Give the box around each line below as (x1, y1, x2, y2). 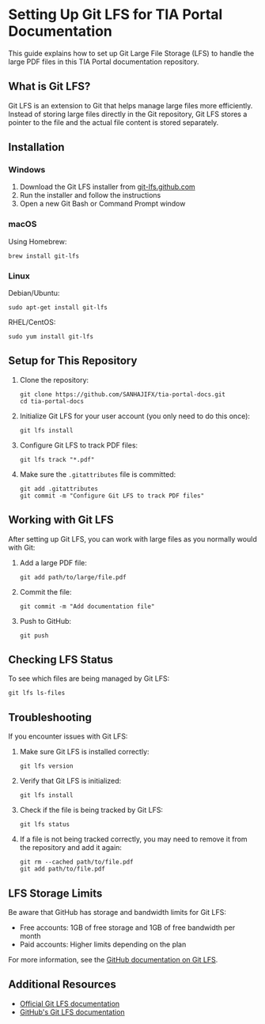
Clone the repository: (19, 375, 89, 384)
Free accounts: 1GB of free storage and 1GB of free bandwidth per (19, 923, 236, 932)
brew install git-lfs (8, 251, 80, 260)
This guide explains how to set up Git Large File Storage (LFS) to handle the (8, 48, 255, 58)
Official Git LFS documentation (19, 999, 120, 1008)
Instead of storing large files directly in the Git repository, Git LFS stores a (8, 109, 248, 119)
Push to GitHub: (19, 616, 72, 625)
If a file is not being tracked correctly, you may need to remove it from (19, 834, 248, 844)
